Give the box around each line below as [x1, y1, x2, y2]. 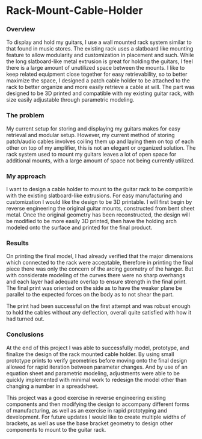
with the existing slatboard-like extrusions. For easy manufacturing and [6, 192, 183, 199]
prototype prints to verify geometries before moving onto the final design [6, 357, 188, 364]
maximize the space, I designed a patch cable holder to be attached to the [6, 77, 191, 84]
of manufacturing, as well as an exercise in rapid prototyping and [6, 407, 167, 414]
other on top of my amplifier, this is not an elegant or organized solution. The [6, 144, 196, 151]
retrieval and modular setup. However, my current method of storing [6, 131, 175, 138]
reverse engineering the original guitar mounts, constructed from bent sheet [6, 205, 195, 212]
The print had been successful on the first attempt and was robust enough [6, 302, 191, 310]
